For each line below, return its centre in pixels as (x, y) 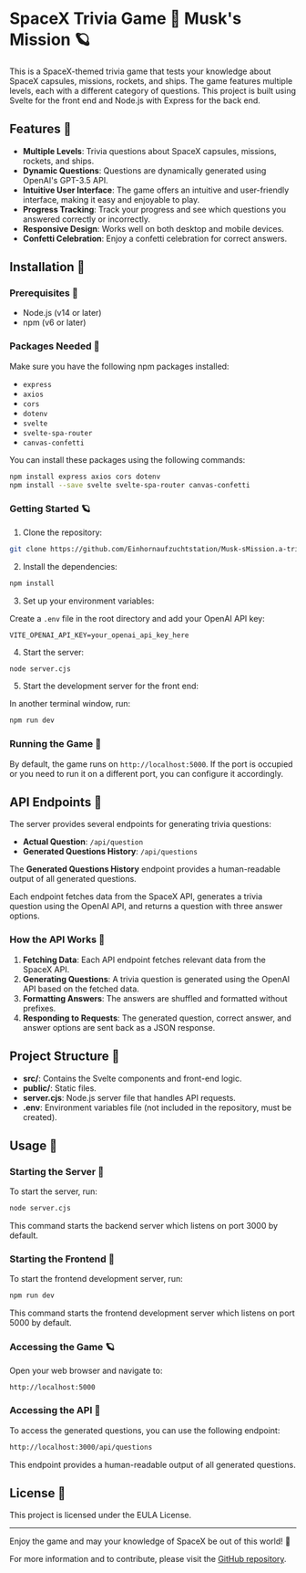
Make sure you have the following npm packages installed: (119, 366)
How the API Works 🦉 (57, 939)
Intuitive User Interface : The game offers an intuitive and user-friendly (156, 190)
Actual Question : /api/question (83, 842)
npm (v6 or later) (54, 322)
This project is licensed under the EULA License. (101, 1515)
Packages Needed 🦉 (55, 346)
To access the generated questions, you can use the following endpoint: (145, 1430)
